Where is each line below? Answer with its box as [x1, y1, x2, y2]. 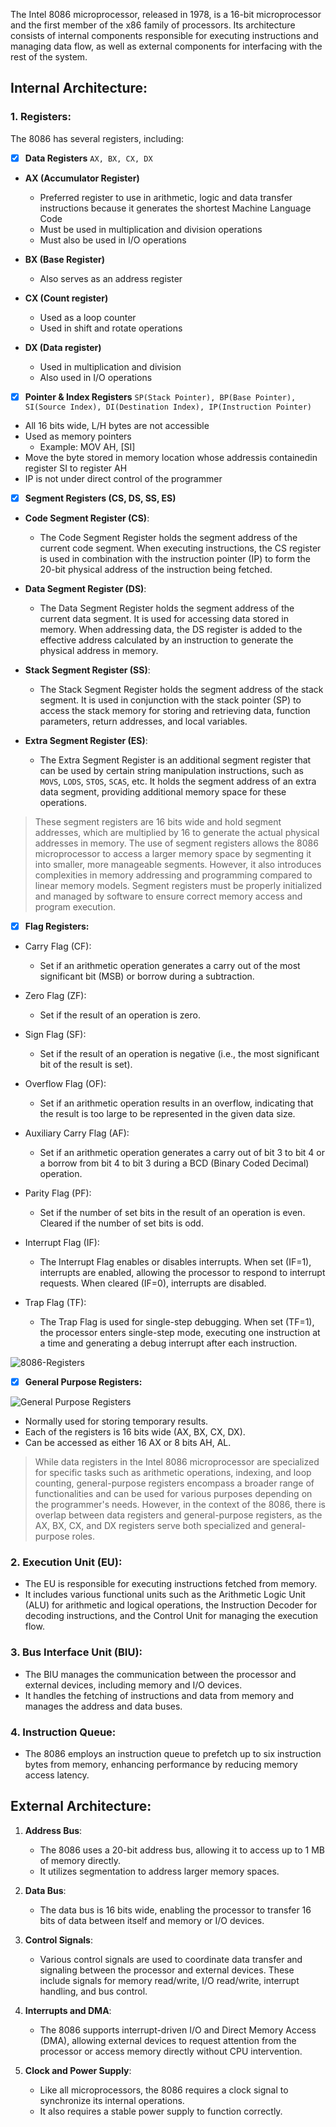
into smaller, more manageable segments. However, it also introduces [34, 858, 322, 870]
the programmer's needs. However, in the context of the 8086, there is [34, 1499, 326, 1510]
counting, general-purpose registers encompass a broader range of [34, 1477, 315, 1489]
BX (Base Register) [24, 253, 106, 265]
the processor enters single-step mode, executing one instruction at [39, 1326, 321, 1338]
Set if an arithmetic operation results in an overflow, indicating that [39, 1097, 314, 1109]
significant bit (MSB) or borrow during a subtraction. [39, 970, 255, 982]
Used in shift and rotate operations [39, 322, 183, 334]
